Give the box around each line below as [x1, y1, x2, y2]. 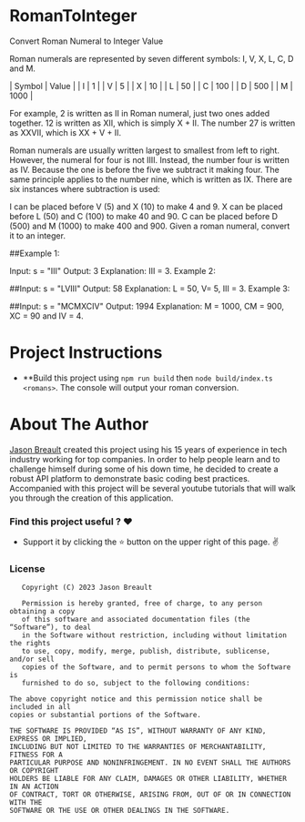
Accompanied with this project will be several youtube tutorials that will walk [9, 482, 296, 493]
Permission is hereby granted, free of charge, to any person [21, 599, 262, 608]
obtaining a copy [9, 607, 76, 616]
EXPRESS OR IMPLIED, [9, 735, 88, 744]
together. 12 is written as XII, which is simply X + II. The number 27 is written [9, 117, 296, 128]
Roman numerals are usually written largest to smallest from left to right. [9, 145, 280, 156]
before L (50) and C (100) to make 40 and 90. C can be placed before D [9, 210, 279, 221]
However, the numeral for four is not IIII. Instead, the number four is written [9, 154, 290, 165]
